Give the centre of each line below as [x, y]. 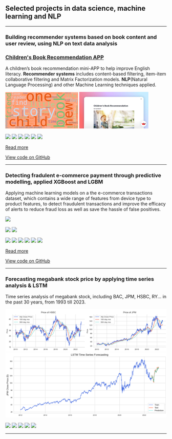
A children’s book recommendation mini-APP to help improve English [78, 68]
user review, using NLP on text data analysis [61, 43]
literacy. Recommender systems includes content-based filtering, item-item [86, 74]
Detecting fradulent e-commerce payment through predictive [83, 175]
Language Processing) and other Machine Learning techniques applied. [81, 85]
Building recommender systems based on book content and [81, 37]
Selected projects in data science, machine [76, 8]
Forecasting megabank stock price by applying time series [80, 279]
